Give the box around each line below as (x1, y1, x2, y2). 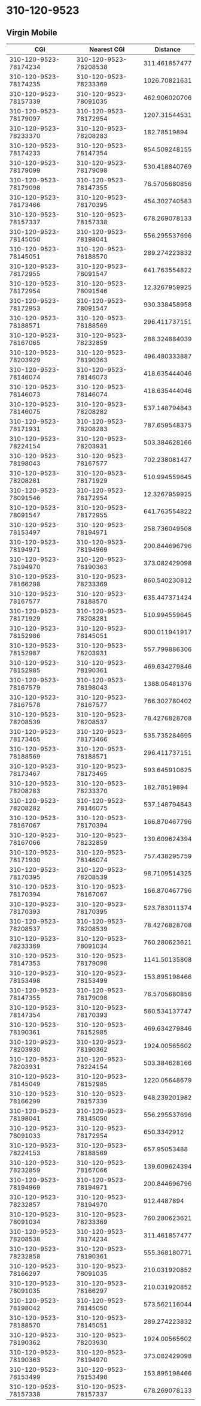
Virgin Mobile (6, 28, 57, 38)
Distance (154, 46, 181, 53)
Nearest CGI (89, 46, 125, 53)
